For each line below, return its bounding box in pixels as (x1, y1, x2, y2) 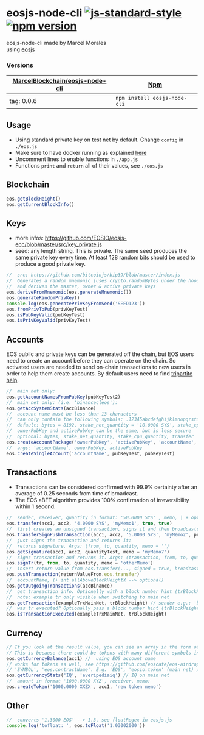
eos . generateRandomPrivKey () (6, 294, 80, 301)
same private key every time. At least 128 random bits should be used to (15, 254, 195, 261)
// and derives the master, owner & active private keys (6, 283, 156, 289)
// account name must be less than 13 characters (6, 411, 137, 417)
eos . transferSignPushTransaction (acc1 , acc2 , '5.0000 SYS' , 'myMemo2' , (6, 532, 191, 538)
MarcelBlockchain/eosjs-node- (12, 77, 107, 85)
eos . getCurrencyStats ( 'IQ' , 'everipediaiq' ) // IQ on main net (6, 672, 170, 679)
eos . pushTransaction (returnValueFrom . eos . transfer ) (6, 572, 140, 578)
